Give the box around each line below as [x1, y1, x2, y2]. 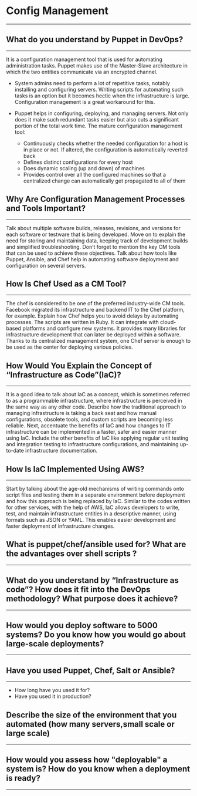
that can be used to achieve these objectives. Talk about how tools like [6, 249, 177, 257]
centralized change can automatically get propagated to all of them [23, 177, 186, 184]
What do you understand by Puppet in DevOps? [6, 35, 184, 45]
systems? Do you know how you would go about [6, 630, 186, 640]
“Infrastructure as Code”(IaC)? [6, 370, 121, 380]
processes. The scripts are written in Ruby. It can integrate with [6, 319, 159, 326]
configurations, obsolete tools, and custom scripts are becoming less [6, 416, 173, 423]
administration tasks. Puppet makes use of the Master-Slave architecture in [6, 62, 188, 69]
